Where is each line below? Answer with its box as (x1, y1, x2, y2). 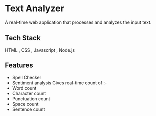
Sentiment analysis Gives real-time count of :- (12, 80, 107, 86)
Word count (12, 85, 37, 91)
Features (5, 61, 33, 70)
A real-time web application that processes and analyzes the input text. (5, 19, 152, 25)
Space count (12, 101, 39, 107)
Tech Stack (5, 34, 41, 42)
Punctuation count (12, 95, 51, 102)
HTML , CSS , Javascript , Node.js (5, 47, 75, 53)
